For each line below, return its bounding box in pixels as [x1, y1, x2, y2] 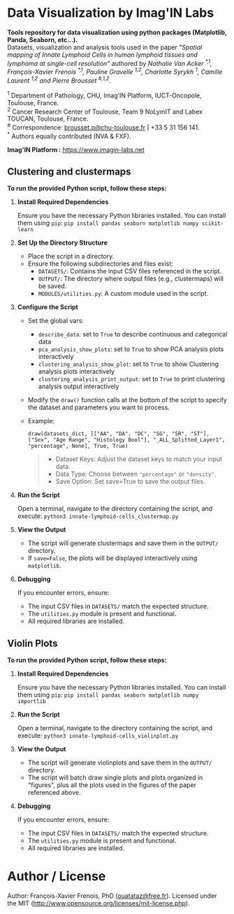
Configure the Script [17, 303, 78, 311]
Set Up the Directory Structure [17, 238, 108, 247]
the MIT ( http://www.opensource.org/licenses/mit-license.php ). [7, 899, 190, 908]
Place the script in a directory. [27, 252, 115, 261]
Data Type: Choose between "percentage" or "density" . [55, 470, 217, 478]
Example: [27, 417, 54, 425]
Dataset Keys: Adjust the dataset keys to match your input [55, 455, 223, 463]
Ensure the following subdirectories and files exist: [27, 259, 173, 268]
